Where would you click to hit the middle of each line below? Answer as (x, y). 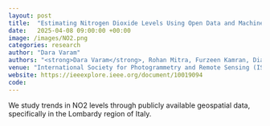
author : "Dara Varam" (45, 53)
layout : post (30, 16)
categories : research (45, 45)
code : (17, 82)
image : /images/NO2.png (48, 38)
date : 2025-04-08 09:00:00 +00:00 (70, 30)
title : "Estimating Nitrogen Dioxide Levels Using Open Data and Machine (136, 23)
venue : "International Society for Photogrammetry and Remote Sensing (129, 68)
